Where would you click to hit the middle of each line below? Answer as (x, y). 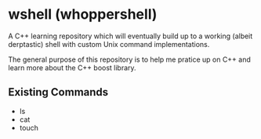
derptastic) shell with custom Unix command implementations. (109, 44)
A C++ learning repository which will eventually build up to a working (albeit (130, 36)
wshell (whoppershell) (83, 14)
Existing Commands (58, 93)
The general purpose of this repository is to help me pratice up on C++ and (129, 59)
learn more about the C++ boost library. (72, 67)
